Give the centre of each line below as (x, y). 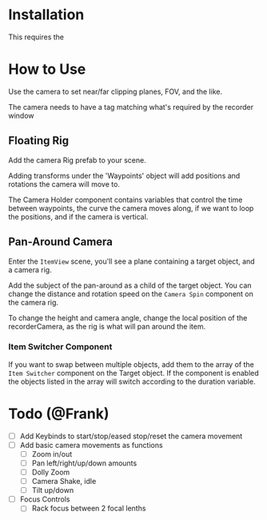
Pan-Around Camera (61, 242)
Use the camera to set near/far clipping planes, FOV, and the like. (115, 91)
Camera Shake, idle (64, 482)
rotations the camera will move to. (64, 184)
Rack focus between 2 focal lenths (89, 508)
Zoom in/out (52, 453)
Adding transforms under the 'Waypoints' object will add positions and (124, 175)
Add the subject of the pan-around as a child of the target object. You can (130, 285)
